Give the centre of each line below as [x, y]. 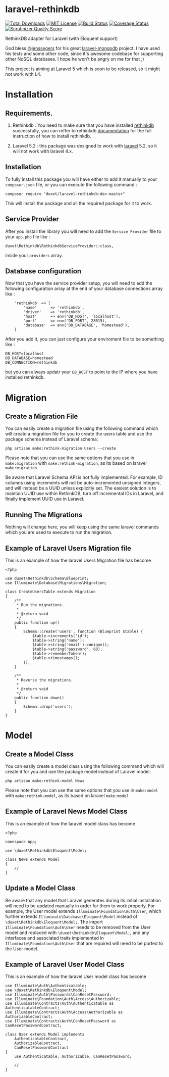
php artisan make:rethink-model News [45, 781]
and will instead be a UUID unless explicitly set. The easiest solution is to [81, 488]
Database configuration [43, 271]
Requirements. [29, 113]
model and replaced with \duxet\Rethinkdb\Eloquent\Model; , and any [77, 933]
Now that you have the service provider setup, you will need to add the [79, 283]
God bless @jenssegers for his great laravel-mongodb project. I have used [83, 48]
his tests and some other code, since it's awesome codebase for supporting [84, 54]
